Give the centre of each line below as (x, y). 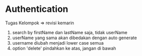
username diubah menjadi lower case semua (58, 43)
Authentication (37, 9)
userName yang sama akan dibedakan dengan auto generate (74, 38)
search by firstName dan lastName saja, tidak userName (70, 32)
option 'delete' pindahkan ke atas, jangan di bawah (64, 48)
